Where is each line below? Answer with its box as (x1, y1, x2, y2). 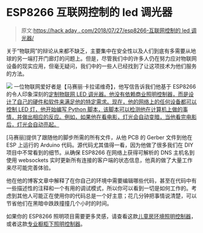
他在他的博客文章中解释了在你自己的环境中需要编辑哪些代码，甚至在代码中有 (6, 177, 197, 184)
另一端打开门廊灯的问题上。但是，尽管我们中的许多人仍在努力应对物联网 (16, 55, 197, 62)
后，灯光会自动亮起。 (6, 121, 59, 128)
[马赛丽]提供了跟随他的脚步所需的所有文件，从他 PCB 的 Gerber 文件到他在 (6, 133, 193, 141)
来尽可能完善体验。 (6, 164, 54, 171)
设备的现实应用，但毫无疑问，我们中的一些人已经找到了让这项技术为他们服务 (6, 62, 197, 70)
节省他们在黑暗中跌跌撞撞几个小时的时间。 (6, 200, 112, 207)
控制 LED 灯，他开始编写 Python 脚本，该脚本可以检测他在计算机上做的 (6, 106, 183, 113)
